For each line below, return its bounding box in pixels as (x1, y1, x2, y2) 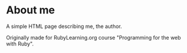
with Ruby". (6, 40, 34, 47)
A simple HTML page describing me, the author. (6, 23, 122, 30)
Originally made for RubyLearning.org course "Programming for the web (6, 34, 181, 41)
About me (6, 3, 55, 17)
